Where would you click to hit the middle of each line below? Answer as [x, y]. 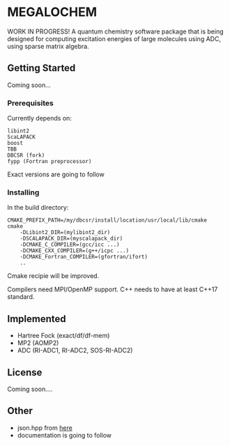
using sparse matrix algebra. [48, 46]
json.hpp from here [45, 428]
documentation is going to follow [64, 435]
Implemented [37, 319]
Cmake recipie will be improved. [53, 276]
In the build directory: [38, 208]
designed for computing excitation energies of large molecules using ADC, [114, 38]
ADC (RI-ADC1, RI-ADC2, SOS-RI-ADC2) [75, 351]
